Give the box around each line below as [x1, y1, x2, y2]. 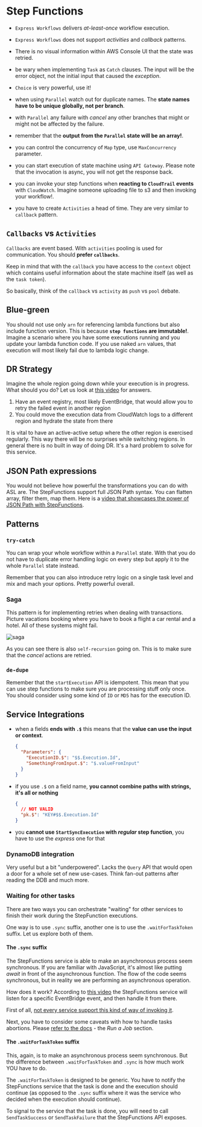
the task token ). [6, 275, 46, 282]
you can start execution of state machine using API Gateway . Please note [14, 161, 195, 169]
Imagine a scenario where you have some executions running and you [6, 334, 180, 341]
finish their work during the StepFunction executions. [6, 912, 138, 919]
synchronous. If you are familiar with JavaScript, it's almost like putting [6, 963, 182, 971]
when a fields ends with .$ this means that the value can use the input [14, 726, 192, 733]
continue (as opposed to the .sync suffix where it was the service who [6, 1090, 181, 1097]
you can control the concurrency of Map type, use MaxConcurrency [14, 143, 177, 151]
